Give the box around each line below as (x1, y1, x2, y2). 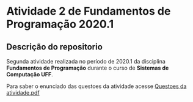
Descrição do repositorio (6, 42, 103, 52)
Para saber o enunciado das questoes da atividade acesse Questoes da (6, 82, 187, 90)
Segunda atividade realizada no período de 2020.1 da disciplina (6, 58, 166, 65)
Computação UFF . (6, 71, 53, 78)
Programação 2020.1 (6, 17, 114, 31)
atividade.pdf (6, 89, 40, 96)
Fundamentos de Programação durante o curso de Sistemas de (6, 64, 169, 71)
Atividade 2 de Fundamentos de (6, 4, 171, 18)
